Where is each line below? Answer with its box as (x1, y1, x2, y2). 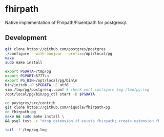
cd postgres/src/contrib (5, 100, 56, 105)
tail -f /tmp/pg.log (5, 127, 47, 132)
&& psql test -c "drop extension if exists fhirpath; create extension (5, 118, 154, 123)
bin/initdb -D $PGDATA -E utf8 (5, 82, 69, 87)
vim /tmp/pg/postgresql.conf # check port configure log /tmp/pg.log (5, 87, 150, 92)
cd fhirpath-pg (5, 110, 36, 115)
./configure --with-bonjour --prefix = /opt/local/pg (5, 51, 112, 56)
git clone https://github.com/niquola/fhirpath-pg (5, 105, 110, 110)
